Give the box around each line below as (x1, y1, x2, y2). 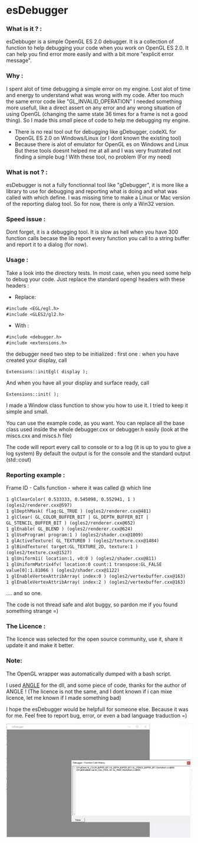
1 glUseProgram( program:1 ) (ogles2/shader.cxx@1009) (6, 532, 144, 538)
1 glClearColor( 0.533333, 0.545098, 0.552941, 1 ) (6, 496, 136, 502)
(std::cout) (6, 456, 31, 463)
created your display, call (6, 356, 67, 364)
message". (6, 57, 32, 64)
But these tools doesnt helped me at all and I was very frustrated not (14, 147, 181, 154)
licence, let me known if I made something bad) (6, 694, 122, 701)
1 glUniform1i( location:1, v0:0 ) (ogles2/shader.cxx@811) (6, 555, 157, 561)
